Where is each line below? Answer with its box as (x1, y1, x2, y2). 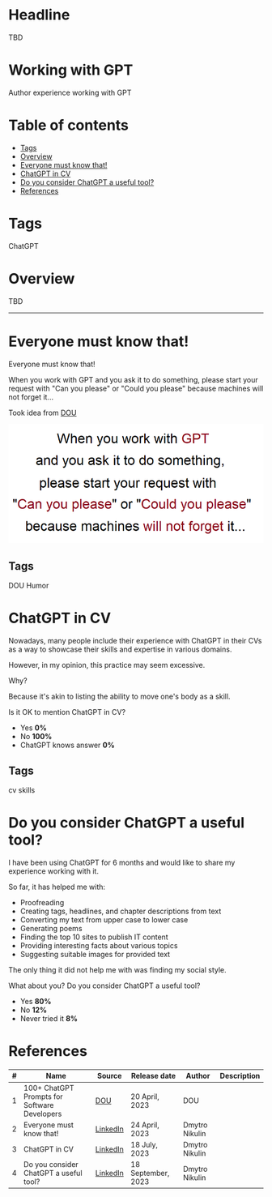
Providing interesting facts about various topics (19, 940, 178, 950)
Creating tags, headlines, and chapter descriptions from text (19, 906, 222, 916)
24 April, (130, 1120, 159, 1130)
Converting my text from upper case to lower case (19, 914, 189, 925)
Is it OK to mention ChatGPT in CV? (8, 708, 126, 717)
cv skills (8, 784, 36, 795)
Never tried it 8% (19, 1013, 79, 1023)
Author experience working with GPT (8, 88, 132, 97)
